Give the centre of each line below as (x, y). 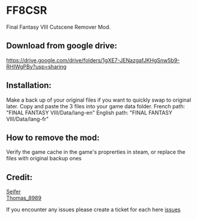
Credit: (19, 177)
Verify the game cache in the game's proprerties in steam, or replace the (96, 152)
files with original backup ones (44, 159)
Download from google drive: (62, 46)
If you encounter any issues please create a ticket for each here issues (93, 209)
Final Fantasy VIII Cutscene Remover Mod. (58, 27)
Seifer (13, 191)
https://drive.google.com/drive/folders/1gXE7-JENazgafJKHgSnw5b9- (93, 60)
